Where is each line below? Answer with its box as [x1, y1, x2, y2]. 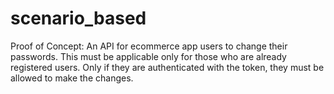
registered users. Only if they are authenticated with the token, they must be [10, 61, 325, 73]
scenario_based [10, 7, 147, 30]
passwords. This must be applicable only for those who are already [10, 50, 287, 62]
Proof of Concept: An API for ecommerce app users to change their [10, 40, 288, 52]
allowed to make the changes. [10, 72, 134, 84]
